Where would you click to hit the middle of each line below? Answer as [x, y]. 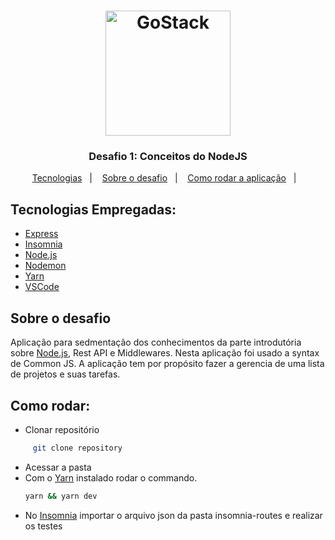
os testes [43, 526]
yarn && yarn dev [61, 496]
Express [41, 234]
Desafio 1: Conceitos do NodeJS [168, 157]
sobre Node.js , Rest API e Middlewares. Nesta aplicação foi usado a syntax [165, 353]
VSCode [42, 287]
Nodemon [45, 266]
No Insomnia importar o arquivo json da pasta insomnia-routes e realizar [173, 515]
